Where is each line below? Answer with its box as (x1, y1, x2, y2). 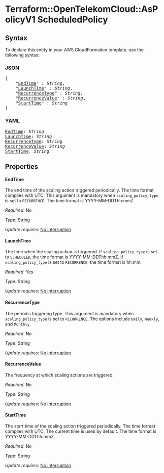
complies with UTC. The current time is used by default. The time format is (5, 428, 157, 434)
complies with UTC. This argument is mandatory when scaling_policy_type (5, 192, 159, 198)
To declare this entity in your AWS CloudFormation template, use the (5, 47, 144, 52)
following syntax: (5, 52, 40, 58)
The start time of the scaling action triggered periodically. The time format (5, 423, 156, 429)
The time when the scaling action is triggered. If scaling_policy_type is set (5, 249, 158, 255)
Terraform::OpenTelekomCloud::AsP (5, 3, 159, 15)
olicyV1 (5, 14, 36, 25)
